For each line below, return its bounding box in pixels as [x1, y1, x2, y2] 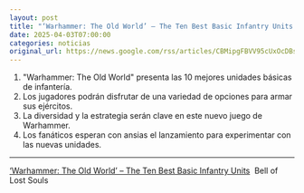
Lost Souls [9, 175, 49, 186]
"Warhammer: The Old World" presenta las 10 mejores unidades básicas [22, 72, 292, 82]
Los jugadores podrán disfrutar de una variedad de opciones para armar [22, 92, 292, 102]
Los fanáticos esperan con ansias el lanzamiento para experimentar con [22, 130, 291, 140]
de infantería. [22, 82, 72, 92]
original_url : [9, 47, 63, 56]
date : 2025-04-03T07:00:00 [9, 30, 111, 39]
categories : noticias [9, 38, 91, 48]
